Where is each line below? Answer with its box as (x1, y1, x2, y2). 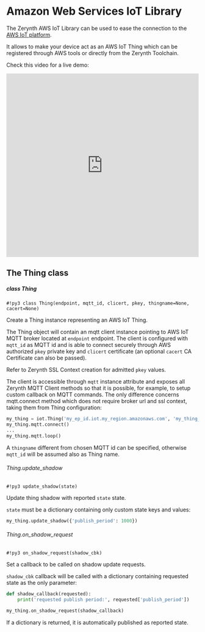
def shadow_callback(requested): (6, 591, 92, 597)
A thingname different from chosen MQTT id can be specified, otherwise (6, 444, 187, 451)
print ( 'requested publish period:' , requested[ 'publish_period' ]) (17, 597, 190, 603)
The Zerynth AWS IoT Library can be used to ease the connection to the (6, 24, 187, 32)
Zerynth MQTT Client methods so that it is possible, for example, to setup (6, 384, 191, 392)
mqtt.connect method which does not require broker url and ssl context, (6, 398, 187, 405)
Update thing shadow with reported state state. (6, 494, 126, 501)
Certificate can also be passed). (6, 354, 87, 362)
